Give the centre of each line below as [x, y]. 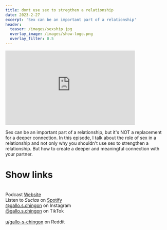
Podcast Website [23, 194]
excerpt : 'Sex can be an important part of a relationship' [71, 20]
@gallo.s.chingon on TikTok [35, 210]
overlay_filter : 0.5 [32, 39]
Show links [29, 175]
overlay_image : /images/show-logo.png [52, 34]
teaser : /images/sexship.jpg [41, 29]
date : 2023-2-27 [23, 15]
